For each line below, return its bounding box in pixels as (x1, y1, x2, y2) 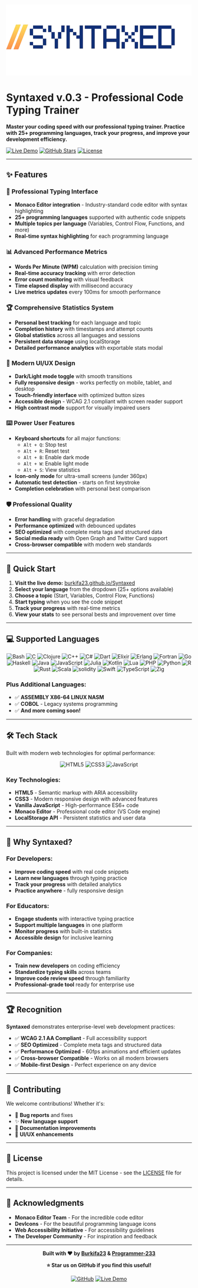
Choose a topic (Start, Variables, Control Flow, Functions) (14, 592, 155, 599)
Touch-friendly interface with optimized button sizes (14, 391, 146, 398)
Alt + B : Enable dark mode (23, 453, 90, 460)
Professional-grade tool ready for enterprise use (14, 981, 134, 988)
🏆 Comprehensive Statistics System (6, 304, 114, 312)
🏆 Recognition (6, 1005, 62, 1015)
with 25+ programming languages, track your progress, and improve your (6, 129, 190, 136)
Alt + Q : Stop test (23, 441, 67, 448)
